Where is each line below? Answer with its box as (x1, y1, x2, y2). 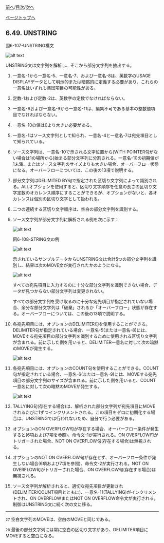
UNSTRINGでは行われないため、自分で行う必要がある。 (25, 415, 137, 421)
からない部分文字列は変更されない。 (34, 288, 107, 294)
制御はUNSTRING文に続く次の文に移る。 (12, 501, 95, 507)
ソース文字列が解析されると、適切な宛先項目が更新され (12, 483, 124, 489)
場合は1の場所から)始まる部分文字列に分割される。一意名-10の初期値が (17, 155, 159, 161)
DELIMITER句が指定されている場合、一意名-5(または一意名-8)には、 (12, 327, 150, 333)
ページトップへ (5, 15, 36, 20)
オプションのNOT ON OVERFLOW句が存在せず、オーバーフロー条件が (12, 454, 152, 460)
